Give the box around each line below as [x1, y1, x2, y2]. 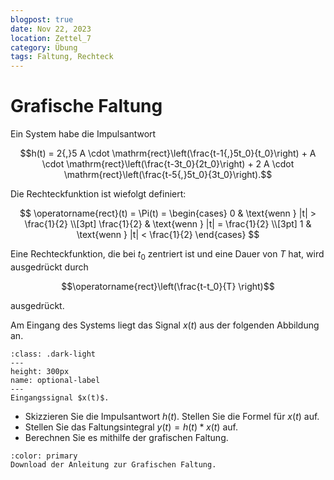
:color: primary [10, 451, 78, 461]
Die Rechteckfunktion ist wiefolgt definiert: [10, 188, 187, 200]
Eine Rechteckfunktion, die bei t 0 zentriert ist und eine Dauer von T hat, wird [10, 248, 325, 262]
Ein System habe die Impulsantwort [10, 128, 157, 140]
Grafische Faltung [10, 95, 163, 118]
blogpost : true [10, 14, 74, 25]
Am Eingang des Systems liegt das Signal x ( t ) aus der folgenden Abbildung [10, 319, 320, 331]
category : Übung [10, 42, 78, 53]
